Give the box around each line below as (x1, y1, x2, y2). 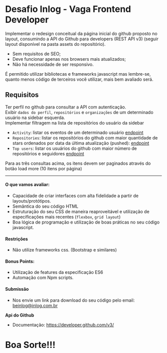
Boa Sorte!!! (5, 339, 56, 351)
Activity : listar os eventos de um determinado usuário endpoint (12, 129, 144, 135)
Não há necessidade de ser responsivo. (12, 61, 94, 67)
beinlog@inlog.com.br (12, 302, 58, 308)
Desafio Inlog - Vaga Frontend (5, 3, 131, 15)
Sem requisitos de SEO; (12, 51, 61, 57)
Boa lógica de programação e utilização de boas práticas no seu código (12, 219, 160, 225)
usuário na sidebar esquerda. (5, 115, 66, 120)
